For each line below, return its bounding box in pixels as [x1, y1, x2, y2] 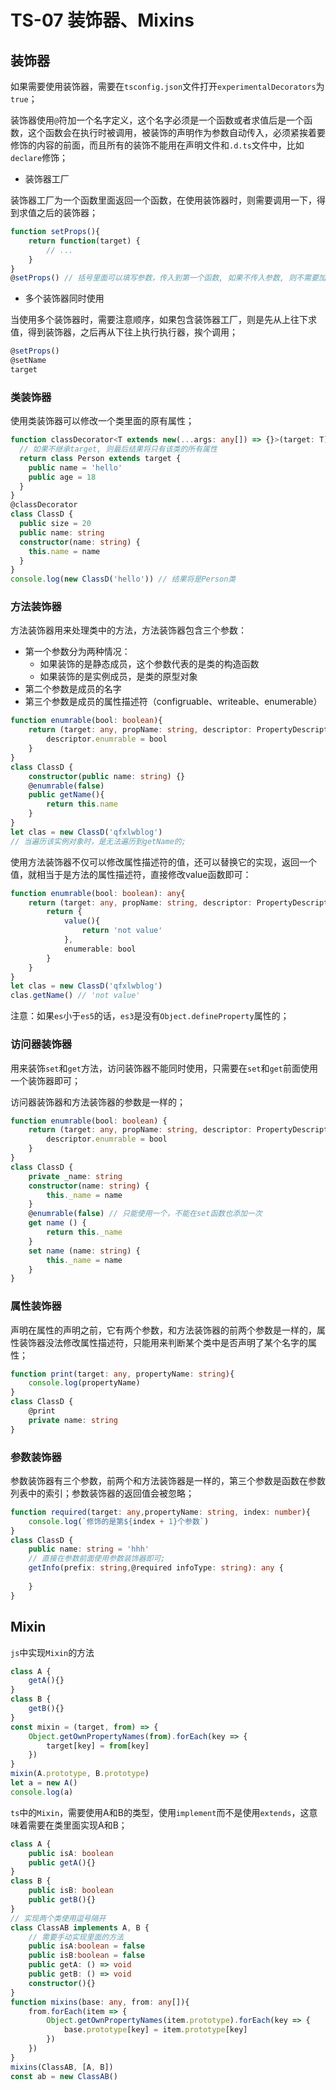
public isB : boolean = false [28, 1951, 145, 1961]
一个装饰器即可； [10, 1074, 81, 1086]
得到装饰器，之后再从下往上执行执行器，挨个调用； [27, 326, 238, 338]
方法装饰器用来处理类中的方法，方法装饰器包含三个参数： [10, 624, 247, 636]
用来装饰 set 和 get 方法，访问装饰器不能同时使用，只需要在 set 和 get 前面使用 [10, 1062, 318, 1074]
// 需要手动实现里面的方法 [28, 1932, 124, 1942]
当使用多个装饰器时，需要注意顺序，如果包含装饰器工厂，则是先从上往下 [10, 314, 308, 326]
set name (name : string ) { [28, 1246, 141, 1256]
